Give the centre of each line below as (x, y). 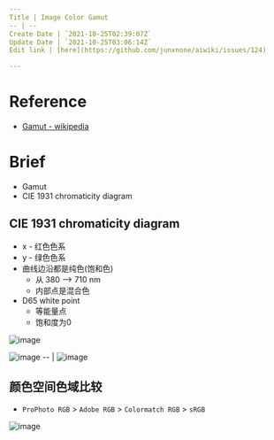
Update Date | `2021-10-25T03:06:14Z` (80, 42)
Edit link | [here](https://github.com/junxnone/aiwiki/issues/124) (138, 50)
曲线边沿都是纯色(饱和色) (68, 268)
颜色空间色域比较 (56, 387)
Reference (48, 102)
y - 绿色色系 (44, 257)
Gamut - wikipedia (56, 127)
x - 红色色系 (44, 246)
